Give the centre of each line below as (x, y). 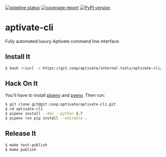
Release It (21, 134)
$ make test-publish (26, 145)
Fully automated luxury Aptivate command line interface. (62, 41)
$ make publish (21, 150)
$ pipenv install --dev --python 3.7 (44, 114)
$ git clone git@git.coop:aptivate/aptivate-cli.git (61, 104)
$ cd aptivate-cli (24, 109)
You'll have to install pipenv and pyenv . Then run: (55, 95)
